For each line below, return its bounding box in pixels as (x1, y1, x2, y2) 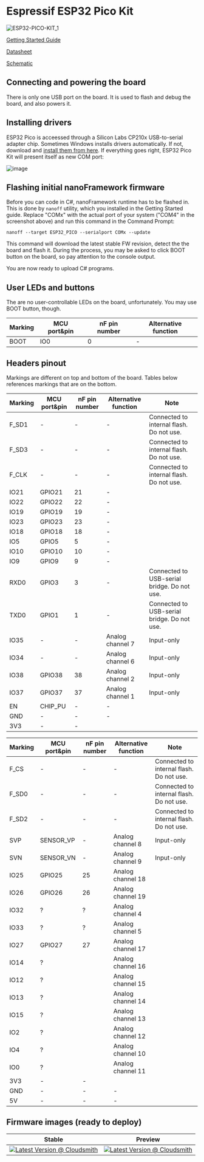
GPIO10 (39, 547, 63, 555)
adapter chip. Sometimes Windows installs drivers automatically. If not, (6, 140, 184, 147)
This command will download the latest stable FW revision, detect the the (6, 240, 190, 247)
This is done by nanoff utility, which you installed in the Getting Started (6, 205, 183, 212)
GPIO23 (39, 518, 63, 526)
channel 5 (113, 928, 142, 935)
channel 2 (106, 675, 135, 683)
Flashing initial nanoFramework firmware (6, 182, 165, 193)
